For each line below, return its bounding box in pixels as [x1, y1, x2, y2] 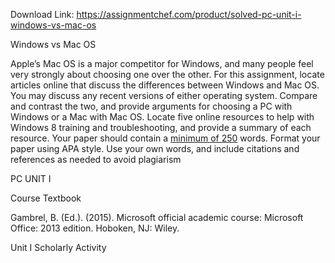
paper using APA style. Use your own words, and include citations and [10, 143, 300, 154]
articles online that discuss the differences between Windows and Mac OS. [10, 79, 320, 91]
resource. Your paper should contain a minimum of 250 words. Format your [10, 132, 321, 144]
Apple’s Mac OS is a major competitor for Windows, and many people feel [10, 58, 314, 69]
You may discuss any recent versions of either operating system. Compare [10, 90, 318, 101]
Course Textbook [10, 192, 82, 204]
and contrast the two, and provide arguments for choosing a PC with [10, 100, 293, 112]
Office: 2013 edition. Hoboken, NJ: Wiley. [10, 222, 180, 234]
